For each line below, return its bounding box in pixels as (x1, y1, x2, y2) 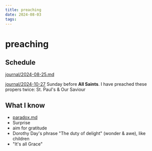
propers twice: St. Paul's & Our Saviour (5, 86, 86, 93)
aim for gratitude (12, 125, 47, 131)
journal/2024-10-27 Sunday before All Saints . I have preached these (5, 81, 147, 87)
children (12, 136, 30, 142)
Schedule (5, 58, 36, 67)
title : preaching (5, 7, 42, 13)
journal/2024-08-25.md (5, 71, 55, 78)
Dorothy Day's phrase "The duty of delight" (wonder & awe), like (12, 130, 146, 136)
